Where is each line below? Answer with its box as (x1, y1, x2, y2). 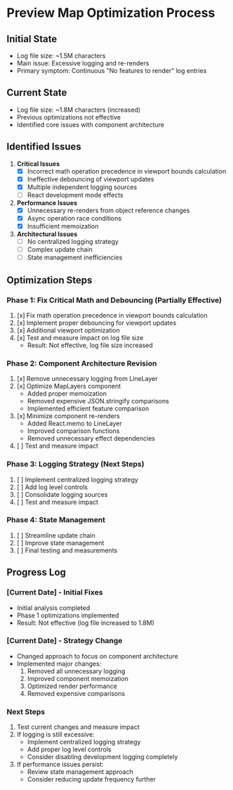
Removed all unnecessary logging (27, 666, 126, 675)
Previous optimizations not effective (16, 112, 121, 121)
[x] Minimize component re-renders (16, 412, 120, 420)
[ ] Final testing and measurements (16, 546, 118, 555)
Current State (6, 86, 67, 99)
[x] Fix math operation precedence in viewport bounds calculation (16, 311, 208, 319)
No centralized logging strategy (27, 238, 119, 246)
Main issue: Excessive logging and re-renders (16, 59, 149, 67)
